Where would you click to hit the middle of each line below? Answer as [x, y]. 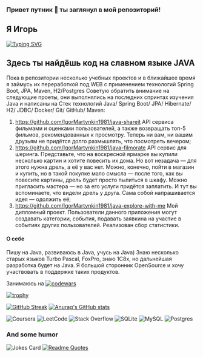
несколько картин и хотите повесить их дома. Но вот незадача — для [106, 160]
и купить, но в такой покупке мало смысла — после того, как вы [99, 173]
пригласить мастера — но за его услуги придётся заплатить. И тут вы [106, 186]
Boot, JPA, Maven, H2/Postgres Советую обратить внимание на [88, 90]
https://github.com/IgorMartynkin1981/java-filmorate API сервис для [101, 148]
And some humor [32, 335]
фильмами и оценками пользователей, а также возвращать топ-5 [100, 128]
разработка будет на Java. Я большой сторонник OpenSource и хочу [95, 265]
